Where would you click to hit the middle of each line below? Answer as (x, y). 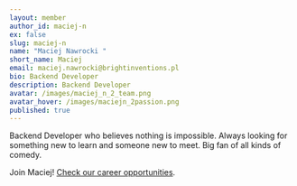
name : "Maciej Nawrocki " (58, 51)
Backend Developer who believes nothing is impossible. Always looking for (148, 135)
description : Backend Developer (70, 85)
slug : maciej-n (38, 43)
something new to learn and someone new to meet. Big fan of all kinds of (145, 145)
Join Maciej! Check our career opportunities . (93, 172)
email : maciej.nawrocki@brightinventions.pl (94, 69)
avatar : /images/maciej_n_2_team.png (80, 93)
